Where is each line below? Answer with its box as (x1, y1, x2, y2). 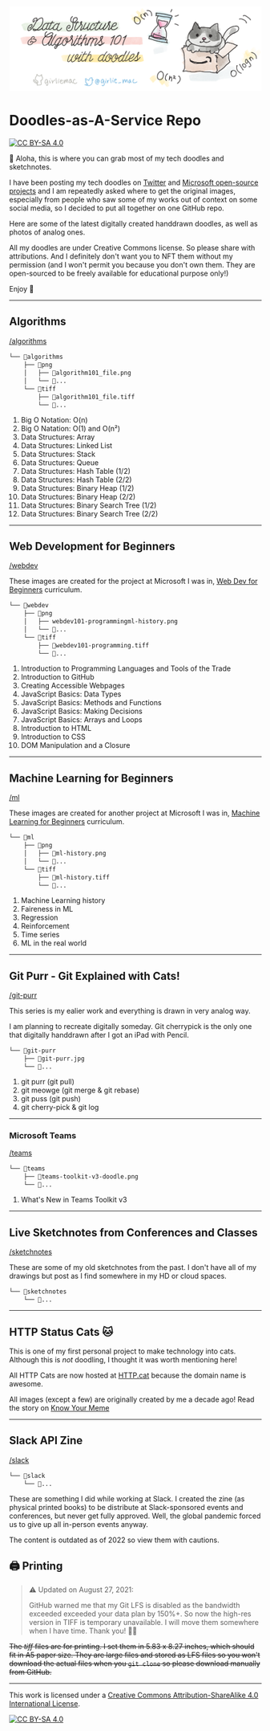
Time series (20, 930, 60, 940)
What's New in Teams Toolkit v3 (20, 1195, 127, 1205)
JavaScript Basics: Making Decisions (20, 706, 143, 716)
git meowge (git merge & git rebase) (20, 1085, 140, 1095)
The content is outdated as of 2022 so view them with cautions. (9, 1535, 220, 1545)
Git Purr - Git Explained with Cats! (9, 969, 180, 982)
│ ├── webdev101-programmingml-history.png (23, 618, 179, 626)
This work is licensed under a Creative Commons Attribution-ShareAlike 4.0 (9, 1690, 259, 1700)
